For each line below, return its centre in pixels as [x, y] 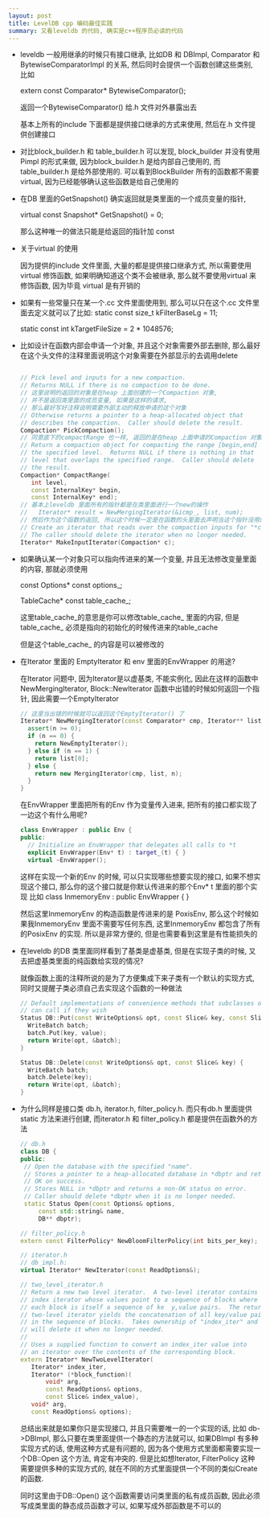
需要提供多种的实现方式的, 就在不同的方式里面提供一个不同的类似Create [139, 1468]
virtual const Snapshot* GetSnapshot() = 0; [92, 215]
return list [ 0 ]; [62, 758]
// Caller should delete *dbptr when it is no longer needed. [130, 1196]
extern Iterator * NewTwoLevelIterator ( [87, 1360]
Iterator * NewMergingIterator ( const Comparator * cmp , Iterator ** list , [142, 721]
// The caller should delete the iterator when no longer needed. [133, 535]
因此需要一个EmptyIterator [75, 698]
